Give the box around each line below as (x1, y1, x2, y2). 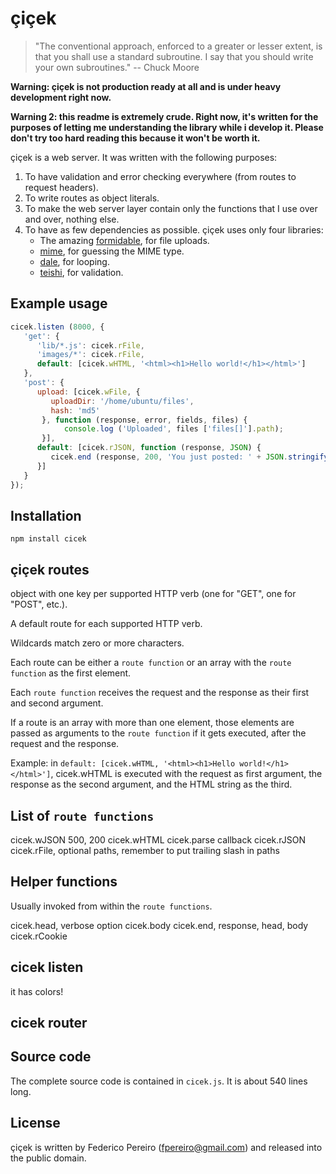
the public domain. (10, 1152, 87, 1164)
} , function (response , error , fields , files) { (41, 415, 248, 425)
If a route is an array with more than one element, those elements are (10, 717, 295, 729)
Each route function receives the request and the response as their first (10, 687, 310, 699)
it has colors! (10, 985, 64, 997)
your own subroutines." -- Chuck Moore (34, 61, 200, 73)
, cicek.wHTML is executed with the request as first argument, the (50, 768, 323, 780)
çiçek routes (10, 561, 90, 578)
